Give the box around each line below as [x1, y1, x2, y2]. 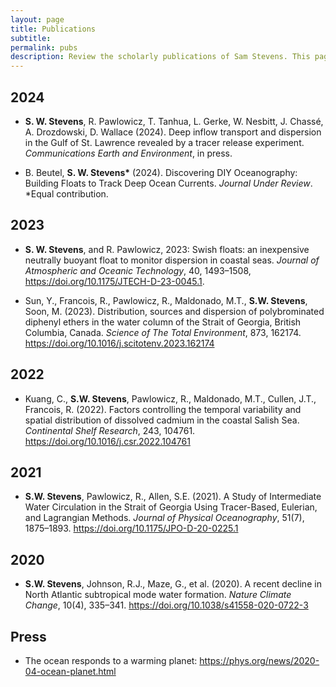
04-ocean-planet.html [24, 666, 117, 677]
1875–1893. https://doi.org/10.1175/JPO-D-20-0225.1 [24, 522, 239, 535]
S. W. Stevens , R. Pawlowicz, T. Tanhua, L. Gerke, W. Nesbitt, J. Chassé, [24, 115, 324, 127]
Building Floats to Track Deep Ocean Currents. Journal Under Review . [24, 177, 313, 189]
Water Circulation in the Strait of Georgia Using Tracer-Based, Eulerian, [24, 501, 318, 513]
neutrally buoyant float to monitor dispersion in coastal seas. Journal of [24, 254, 320, 266]
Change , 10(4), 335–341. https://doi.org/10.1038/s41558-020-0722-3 [24, 599, 309, 611]
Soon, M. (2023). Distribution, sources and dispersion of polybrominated [24, 305, 325, 317]
